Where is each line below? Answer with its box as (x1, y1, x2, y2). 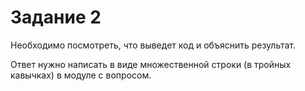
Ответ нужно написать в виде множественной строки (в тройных (10, 58, 292, 70)
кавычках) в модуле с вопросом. (10, 69, 152, 81)
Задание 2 (10, 6, 102, 29)
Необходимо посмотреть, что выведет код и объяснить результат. (10, 39, 297, 51)
